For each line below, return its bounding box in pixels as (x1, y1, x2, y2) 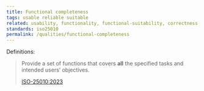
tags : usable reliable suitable (6, 15, 89, 21)
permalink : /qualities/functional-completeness (6, 32, 130, 38)
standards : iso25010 (6, 25, 59, 32)
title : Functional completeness (6, 8, 89, 15)
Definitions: (6, 48, 35, 55)
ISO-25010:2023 (21, 78, 64, 86)
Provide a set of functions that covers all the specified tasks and (21, 60, 184, 67)
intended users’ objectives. (21, 66, 90, 73)
